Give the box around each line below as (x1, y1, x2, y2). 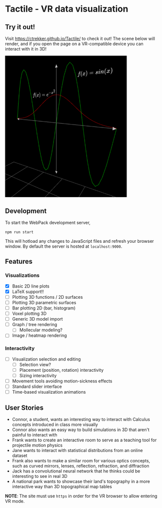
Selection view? (19, 362, 51, 367)
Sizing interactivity (19, 372, 57, 378)
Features (5, 257, 33, 266)
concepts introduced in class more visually (12, 421, 98, 427)
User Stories (5, 403, 44, 412)
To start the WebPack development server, (5, 220, 91, 226)
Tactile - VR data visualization (5, 3, 128, 15)
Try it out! (5, 23, 36, 31)
